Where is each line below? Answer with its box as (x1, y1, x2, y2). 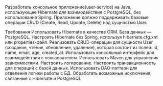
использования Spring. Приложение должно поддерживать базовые (5, 15, 149, 20)
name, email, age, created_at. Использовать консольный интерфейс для (5, 50, 154, 55)
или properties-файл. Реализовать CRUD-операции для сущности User (5, 39, 153, 45)
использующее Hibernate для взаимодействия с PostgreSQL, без (5, 9, 141, 15)
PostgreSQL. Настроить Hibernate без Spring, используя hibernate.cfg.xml (5, 34, 159, 40)
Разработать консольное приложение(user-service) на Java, (5, 4, 132, 10)
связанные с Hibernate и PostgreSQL (5, 75, 82, 81)
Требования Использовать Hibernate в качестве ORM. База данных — (5, 29, 152, 34)
